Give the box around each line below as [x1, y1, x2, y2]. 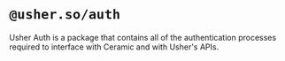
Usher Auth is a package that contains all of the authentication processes [9, 32, 277, 42]
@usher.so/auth [9, 6, 121, 23]
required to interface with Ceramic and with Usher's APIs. [9, 42, 220, 52]
